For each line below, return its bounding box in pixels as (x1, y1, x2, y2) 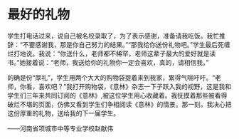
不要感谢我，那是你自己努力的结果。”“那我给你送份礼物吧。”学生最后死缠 (22, 40, 230, 48)
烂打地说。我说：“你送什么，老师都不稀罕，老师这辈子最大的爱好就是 (7, 49, 210, 58)
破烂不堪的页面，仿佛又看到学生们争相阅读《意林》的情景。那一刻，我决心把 (7, 100, 232, 108)
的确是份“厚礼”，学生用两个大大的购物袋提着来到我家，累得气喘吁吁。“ (7, 73, 216, 82)
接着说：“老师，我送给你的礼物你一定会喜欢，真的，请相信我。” (26, 58, 209, 66)
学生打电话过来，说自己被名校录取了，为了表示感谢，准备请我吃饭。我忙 (7, 31, 219, 40)
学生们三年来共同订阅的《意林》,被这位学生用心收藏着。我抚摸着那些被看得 (7, 91, 228, 100)
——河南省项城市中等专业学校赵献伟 (7, 124, 114, 133)
